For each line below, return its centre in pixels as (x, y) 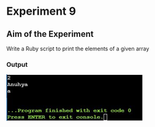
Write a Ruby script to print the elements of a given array (78, 48)
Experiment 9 (41, 11)
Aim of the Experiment (50, 34)
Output (17, 64)
